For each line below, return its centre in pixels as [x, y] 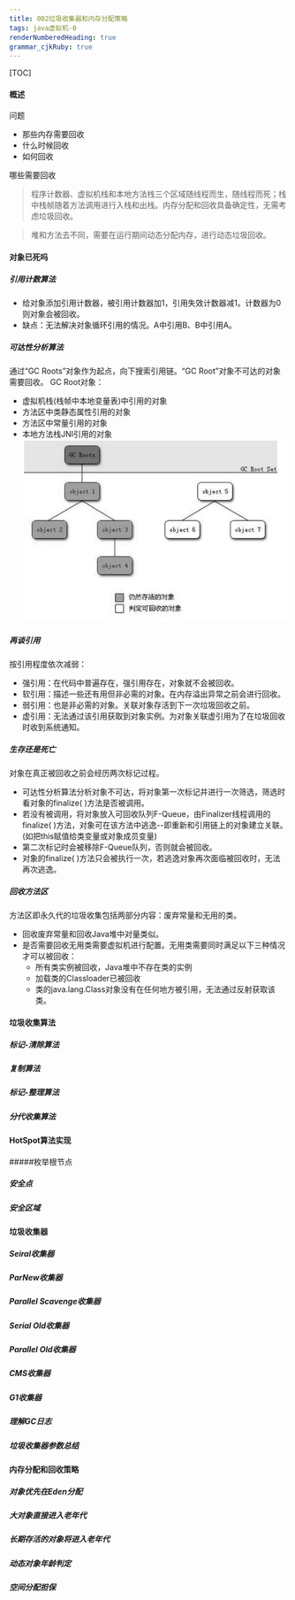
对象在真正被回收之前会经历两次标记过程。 [87, 773]
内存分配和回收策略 [44, 1469]
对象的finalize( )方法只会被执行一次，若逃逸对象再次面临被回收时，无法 [151, 858]
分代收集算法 [32, 1116]
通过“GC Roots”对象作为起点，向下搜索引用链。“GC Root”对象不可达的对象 [145, 371]
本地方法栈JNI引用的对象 [67, 434]
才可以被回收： [49, 957]
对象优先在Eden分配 [46, 1491]
